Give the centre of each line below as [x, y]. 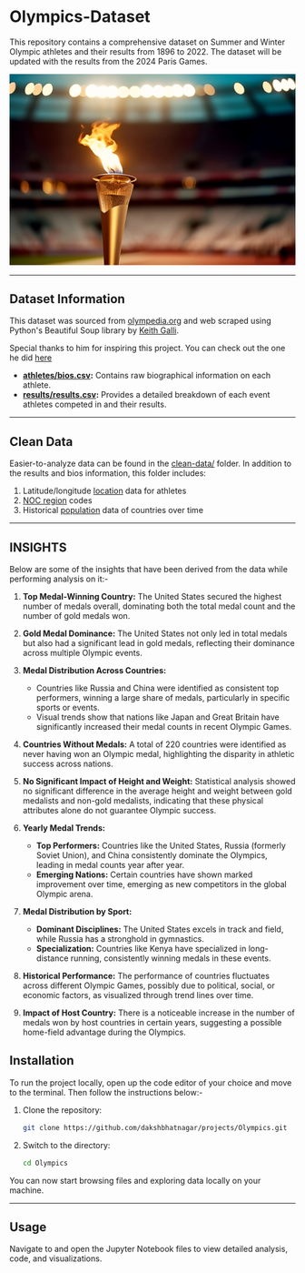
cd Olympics [45, 1163]
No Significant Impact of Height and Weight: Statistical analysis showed [159, 782]
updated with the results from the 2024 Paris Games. [108, 61]
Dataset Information [67, 299]
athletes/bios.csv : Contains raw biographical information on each [146, 376]
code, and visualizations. [56, 1258]
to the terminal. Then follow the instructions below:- [106, 1092]
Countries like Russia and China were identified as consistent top [157, 688]
